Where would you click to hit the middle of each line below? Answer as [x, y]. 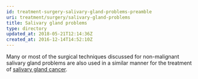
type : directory [26, 28]
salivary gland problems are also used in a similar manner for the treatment [99, 63]
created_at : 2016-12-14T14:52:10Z [50, 39]
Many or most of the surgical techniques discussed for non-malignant [93, 57]
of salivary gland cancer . [37, 69]
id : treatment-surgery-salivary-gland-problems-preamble [79, 12]
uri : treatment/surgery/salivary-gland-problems [68, 17]
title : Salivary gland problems [47, 23]
